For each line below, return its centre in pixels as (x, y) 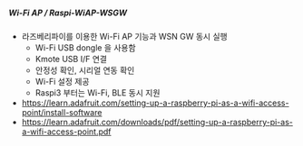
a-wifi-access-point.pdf (66, 132)
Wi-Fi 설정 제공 (62, 81)
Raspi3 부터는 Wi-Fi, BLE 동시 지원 (98, 92)
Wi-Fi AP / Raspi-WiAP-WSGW (68, 13)
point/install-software (62, 112)
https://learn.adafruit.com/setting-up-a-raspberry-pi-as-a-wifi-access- (155, 103)
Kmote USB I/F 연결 (71, 59)
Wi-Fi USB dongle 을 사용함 (86, 47)
